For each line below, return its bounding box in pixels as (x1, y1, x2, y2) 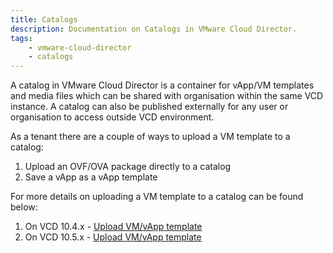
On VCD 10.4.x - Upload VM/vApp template (24, 221, 203, 233)
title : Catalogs (10, 14, 78, 25)
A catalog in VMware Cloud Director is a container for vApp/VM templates (10, 79, 315, 91)
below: (10, 201, 38, 213)
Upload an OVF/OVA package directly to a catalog (24, 161, 232, 173)
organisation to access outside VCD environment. (10, 111, 215, 123)
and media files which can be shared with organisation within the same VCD (10, 90, 324, 102)
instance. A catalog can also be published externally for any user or (10, 101, 289, 113)
